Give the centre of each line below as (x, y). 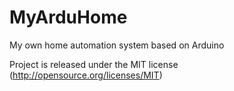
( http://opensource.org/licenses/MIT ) (86, 75)
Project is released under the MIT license (94, 64)
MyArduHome (68, 17)
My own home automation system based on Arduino (117, 45)
